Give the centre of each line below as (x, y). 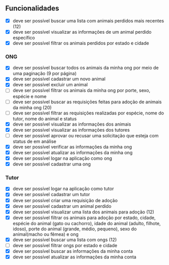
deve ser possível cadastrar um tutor (51, 195)
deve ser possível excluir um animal (50, 85)
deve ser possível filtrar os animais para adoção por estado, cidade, (84, 218)
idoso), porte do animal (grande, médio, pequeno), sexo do (75, 229)
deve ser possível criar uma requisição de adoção (65, 200)
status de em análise (34, 141)
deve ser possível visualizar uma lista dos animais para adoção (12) (83, 212)
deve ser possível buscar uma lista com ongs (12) (65, 239)
